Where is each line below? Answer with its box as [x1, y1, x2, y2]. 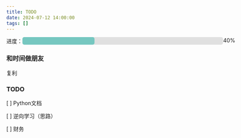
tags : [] [6, 20, 29, 26]
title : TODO [6, 9, 37, 15]
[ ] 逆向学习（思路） [6, 112, 57, 119]
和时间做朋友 [6, 54, 45, 63]
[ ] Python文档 [6, 99, 42, 106]
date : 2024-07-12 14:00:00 [6, 15, 75, 21]
